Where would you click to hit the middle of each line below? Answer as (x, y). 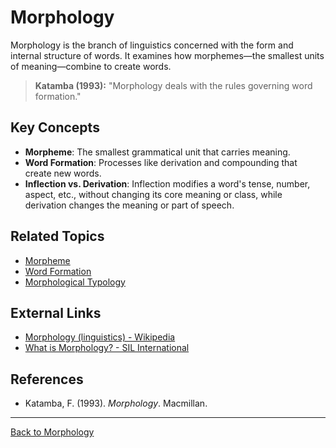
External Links (56, 312)
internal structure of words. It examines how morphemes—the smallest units (167, 55)
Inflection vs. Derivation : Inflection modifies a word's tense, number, (167, 183)
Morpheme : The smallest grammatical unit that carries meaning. (157, 152)
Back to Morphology (52, 432)
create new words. (63, 173)
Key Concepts (55, 127)
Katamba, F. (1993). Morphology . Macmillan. (116, 403)
